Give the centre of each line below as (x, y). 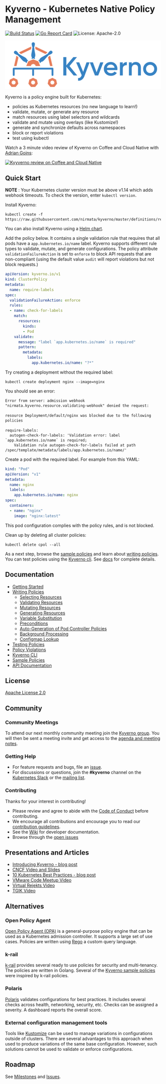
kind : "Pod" (17, 469)
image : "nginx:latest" (37, 516)
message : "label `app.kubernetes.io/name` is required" (77, 342)
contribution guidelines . (36, 826)
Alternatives (25, 906)
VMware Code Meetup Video (42, 880)
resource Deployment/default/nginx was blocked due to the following (78, 415)
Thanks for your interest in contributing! (46, 801)
